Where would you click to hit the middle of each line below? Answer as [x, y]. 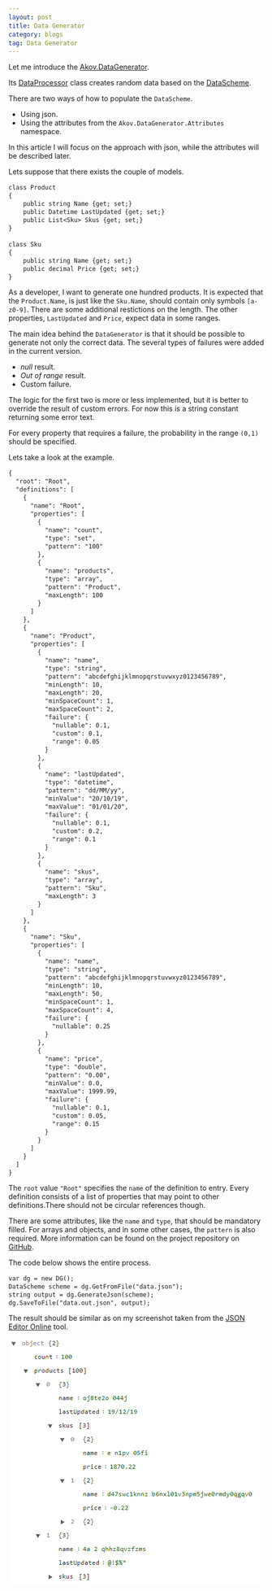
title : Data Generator [47, 26]
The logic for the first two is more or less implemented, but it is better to [129, 400]
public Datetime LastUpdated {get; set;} [94, 212]
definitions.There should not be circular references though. [107, 1205]
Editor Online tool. [39, 1327]
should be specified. [43, 442]
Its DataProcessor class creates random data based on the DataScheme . [130, 83]
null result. [38, 367]
